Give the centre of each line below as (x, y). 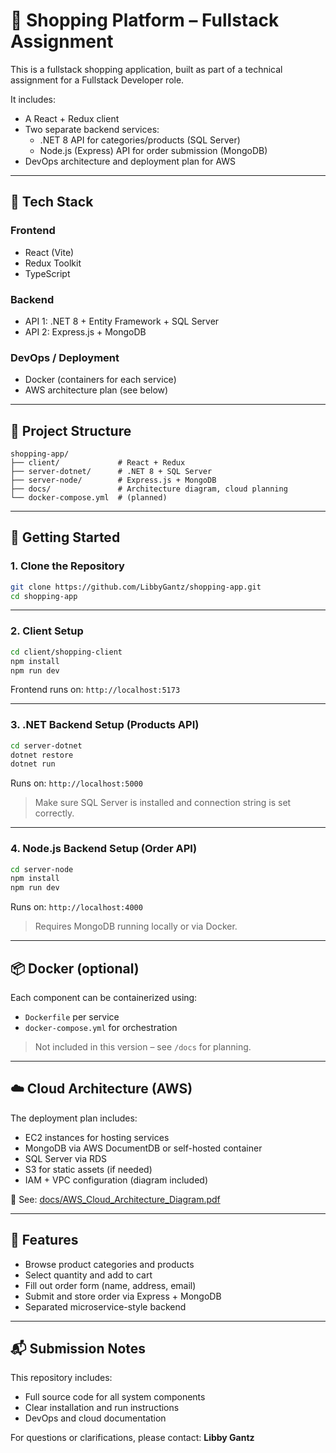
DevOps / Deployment (65, 357)
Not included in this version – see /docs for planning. (143, 1047)
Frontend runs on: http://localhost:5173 (95, 690)
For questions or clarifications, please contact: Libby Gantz (132, 1438)
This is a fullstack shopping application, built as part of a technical (146, 69)
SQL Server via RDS (66, 1158)
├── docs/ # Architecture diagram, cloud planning (149, 489)
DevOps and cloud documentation (95, 1418)
